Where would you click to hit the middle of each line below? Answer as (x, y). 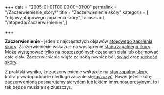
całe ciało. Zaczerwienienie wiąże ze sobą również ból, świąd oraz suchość (81, 57)
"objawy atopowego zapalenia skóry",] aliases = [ (55, 17)
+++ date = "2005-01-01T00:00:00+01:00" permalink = (61, 7)
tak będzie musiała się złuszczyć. (39, 87)
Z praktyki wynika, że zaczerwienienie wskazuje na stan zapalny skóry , (77, 72)
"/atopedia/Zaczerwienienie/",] (36, 22)
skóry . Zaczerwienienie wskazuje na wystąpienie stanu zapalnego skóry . (78, 47)
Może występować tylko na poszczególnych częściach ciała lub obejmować (82, 52)
